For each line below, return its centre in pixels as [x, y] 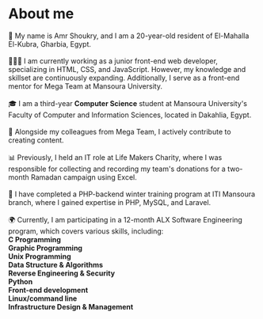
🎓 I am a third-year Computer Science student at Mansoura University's [128, 103]
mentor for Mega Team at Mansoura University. [85, 86]
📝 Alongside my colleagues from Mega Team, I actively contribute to [120, 131]
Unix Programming [40, 256]
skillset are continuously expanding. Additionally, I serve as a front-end [124, 78]
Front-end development [48, 290]
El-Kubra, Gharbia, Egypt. [50, 44]
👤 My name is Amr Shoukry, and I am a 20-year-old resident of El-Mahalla [129, 36]
